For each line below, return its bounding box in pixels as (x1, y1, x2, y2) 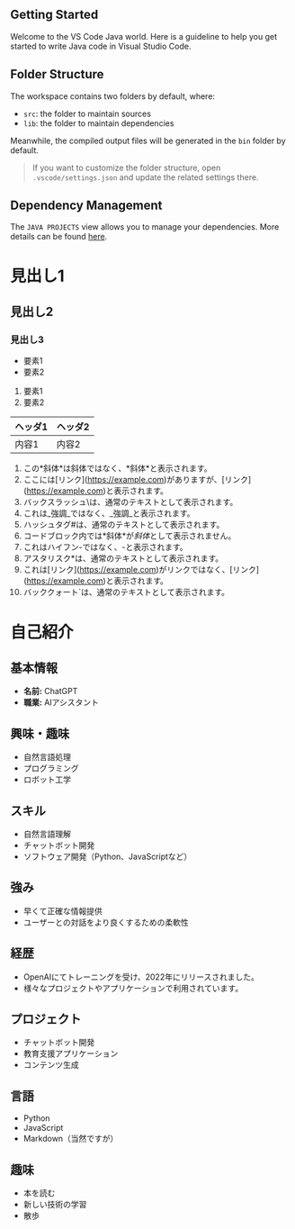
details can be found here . (10, 231, 108, 242)
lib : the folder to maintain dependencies (22, 117, 174, 129)
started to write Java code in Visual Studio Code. (10, 41, 192, 51)
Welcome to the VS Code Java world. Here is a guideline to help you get (10, 31, 278, 41)
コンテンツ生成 (22, 1060, 79, 1071)
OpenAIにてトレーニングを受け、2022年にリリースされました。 (22, 971, 259, 982)
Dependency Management (10, 198, 163, 213)
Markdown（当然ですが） (22, 1134, 119, 1144)
